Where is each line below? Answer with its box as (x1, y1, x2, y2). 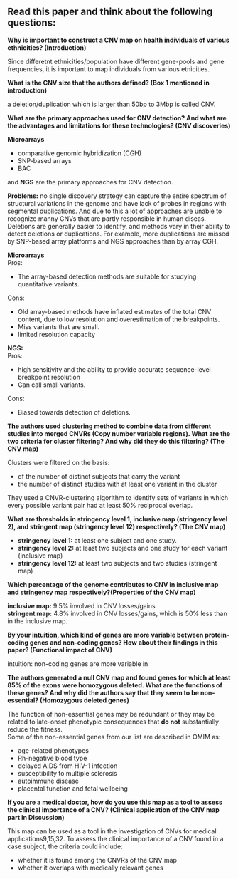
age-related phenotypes (17, 746, 89, 754)
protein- (205, 630, 229, 639)
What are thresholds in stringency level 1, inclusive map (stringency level (7, 514, 228, 523)
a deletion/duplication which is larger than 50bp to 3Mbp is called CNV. (7, 100, 216, 108)
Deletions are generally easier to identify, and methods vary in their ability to (7, 222, 231, 230)
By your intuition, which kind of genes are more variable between (7, 630, 204, 639)
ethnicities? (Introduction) (7, 43, 87, 52)
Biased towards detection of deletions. (17, 407, 131, 416)
